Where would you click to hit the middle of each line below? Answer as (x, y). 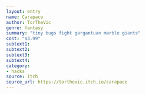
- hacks (16, 71)
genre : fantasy (25, 28)
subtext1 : (18, 44)
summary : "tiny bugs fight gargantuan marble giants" (74, 33)
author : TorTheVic (29, 22)
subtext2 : (18, 50)
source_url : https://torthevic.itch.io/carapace (67, 82)
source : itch (22, 76)
